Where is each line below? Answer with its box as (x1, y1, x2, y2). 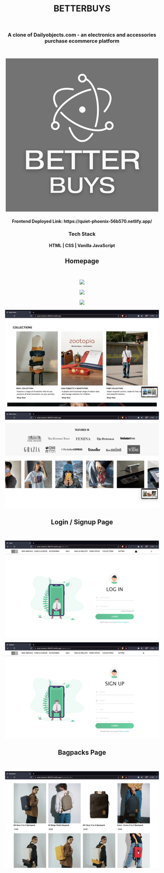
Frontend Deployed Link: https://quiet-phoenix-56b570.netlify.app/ (12, 218, 152, 224)
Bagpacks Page (58, 748, 106, 757)
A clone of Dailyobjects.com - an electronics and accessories (7, 31, 157, 38)
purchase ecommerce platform (44, 37, 120, 44)
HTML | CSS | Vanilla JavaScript (49, 243, 115, 249)
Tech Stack (68, 230, 96, 237)
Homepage (65, 257, 99, 265)
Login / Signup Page (51, 518, 113, 526)
